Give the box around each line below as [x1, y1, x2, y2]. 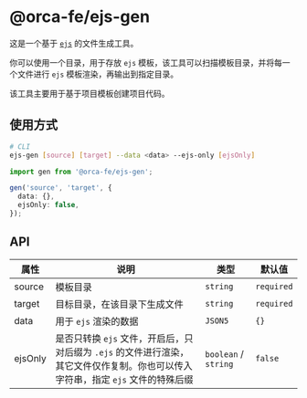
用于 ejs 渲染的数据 [55, 315, 139, 328]
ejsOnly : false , [17, 201, 79, 210]
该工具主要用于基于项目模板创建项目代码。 [9, 88, 170, 99]
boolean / [205, 347, 244, 360]
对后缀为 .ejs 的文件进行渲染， [55, 345, 189, 358]
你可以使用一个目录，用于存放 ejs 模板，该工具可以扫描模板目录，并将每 [9, 57, 283, 68]
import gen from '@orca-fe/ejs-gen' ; [9, 167, 153, 176]
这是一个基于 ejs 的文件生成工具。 [9, 37, 139, 48]
